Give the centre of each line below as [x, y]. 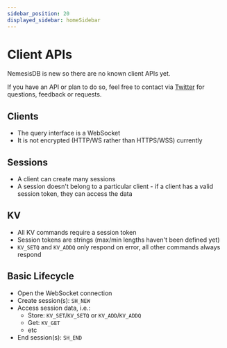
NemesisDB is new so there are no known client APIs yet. [89, 74]
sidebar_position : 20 [39, 14]
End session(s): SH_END [49, 337]
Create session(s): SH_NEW [53, 300]
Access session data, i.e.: [54, 308]
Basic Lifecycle [41, 276]
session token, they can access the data [75, 194]
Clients [23, 116]
